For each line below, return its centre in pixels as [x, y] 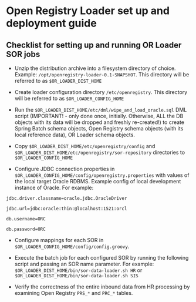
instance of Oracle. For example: [54, 187]
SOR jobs [23, 54]
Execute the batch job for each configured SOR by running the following [102, 258]
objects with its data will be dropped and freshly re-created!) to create [99, 122]
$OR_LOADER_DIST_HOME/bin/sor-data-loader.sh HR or [78, 270]
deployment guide [51, 23]
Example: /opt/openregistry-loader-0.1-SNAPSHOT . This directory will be [102, 74]
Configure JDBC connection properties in [65, 169]
